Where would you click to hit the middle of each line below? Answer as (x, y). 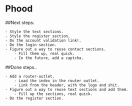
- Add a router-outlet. (30, 76)
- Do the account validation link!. (43, 40)
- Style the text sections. (34, 31)
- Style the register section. (38, 36)
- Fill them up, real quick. (44, 53)
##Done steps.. (21, 67)
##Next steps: (20, 22)
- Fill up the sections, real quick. (53, 94)
